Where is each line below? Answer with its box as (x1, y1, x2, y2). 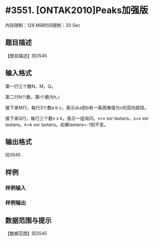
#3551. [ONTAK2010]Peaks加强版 (5, 5, 148, 16)
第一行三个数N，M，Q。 (5, 83, 56, 89)
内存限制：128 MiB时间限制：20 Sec (5, 22, 81, 28)
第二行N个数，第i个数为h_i (5, 94, 60, 100)
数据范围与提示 (5, 216, 52, 224)
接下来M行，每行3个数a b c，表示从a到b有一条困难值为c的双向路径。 (5, 104, 149, 111)
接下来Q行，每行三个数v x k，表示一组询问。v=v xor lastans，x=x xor (5, 115, 149, 121)
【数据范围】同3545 (5, 230, 47, 236)
